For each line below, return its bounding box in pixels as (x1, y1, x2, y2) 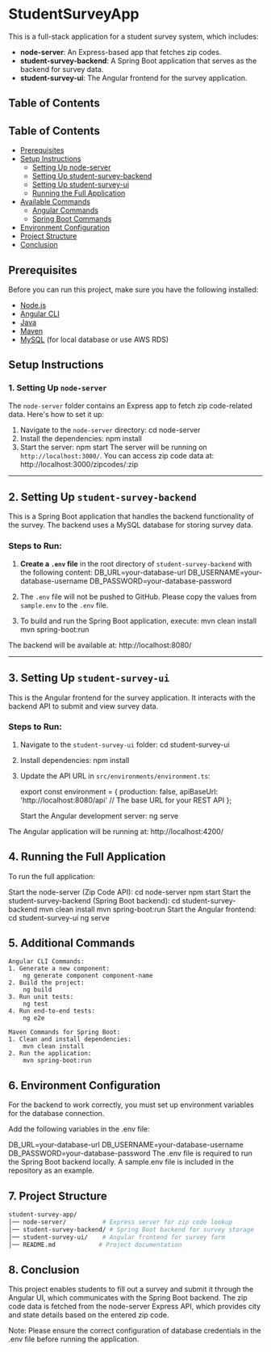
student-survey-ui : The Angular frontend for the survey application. (19, 73, 248, 82)
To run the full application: (8, 871, 95, 881)
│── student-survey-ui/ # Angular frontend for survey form (8, 1233, 226, 1241)
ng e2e (23, 1014, 45, 1022)
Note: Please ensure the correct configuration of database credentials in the (8, 1326, 261, 1336)
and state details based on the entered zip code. (8, 1310, 169, 1320)
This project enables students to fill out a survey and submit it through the (8, 1284, 254, 1294)
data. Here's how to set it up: (8, 409, 105, 419)
